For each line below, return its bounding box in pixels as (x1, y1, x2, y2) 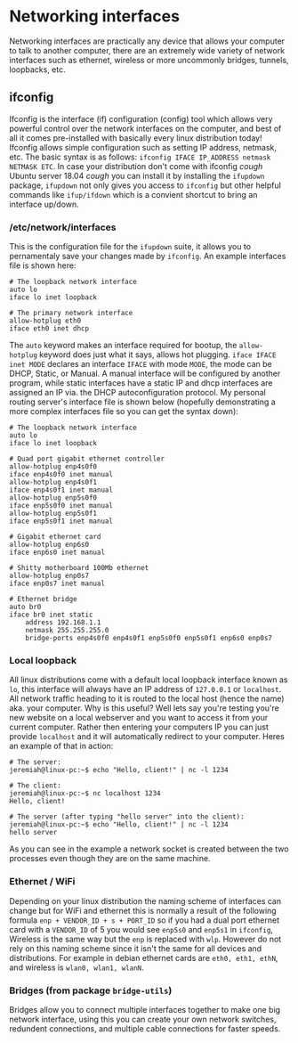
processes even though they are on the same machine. (9, 853, 211, 864)
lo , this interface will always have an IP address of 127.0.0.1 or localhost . (9, 684, 282, 695)
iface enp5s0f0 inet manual (9, 501, 114, 510)
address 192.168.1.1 (25, 618, 101, 627)
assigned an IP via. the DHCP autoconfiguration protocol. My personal (9, 387, 267, 398)
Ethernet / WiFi (9, 876, 76, 888)
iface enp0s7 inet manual (9, 579, 105, 589)
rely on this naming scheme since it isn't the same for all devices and (9, 942, 262, 954)
